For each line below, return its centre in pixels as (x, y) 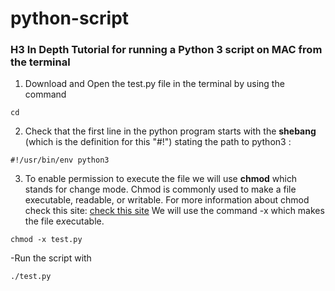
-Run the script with (51, 258)
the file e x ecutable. (64, 221)
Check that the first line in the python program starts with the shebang (170, 131)
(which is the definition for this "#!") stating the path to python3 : (158, 142)
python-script (70, 18)
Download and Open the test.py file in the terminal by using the (154, 84)
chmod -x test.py (46, 240)
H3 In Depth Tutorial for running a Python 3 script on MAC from (166, 50)
